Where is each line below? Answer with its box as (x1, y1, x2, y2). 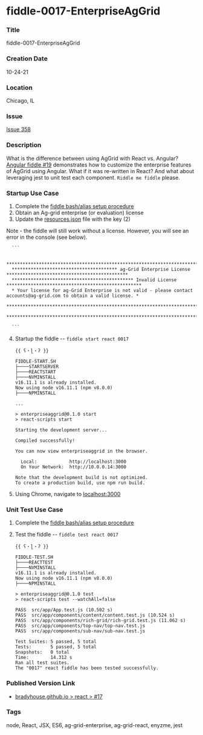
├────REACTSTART (14, 369, 56, 375)
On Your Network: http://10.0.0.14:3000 (21, 463, 127, 470)
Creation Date (6, 54, 48, 63)
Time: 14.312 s (14, 655, 72, 661)
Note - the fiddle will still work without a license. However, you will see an (6, 227, 189, 234)
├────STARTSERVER (14, 363, 59, 369)
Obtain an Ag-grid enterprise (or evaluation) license (14, 209, 144, 216)
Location (6, 83, 33, 92)
